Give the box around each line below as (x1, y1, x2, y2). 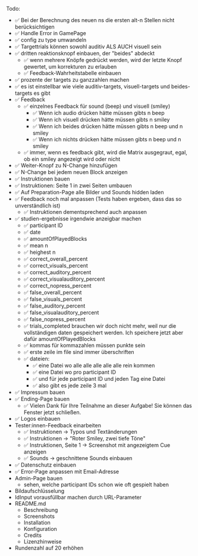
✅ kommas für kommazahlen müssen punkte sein (23, 342, 146, 349)
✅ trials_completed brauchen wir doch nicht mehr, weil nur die (23, 322, 177, 330)
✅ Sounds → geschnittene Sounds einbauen (23, 455, 133, 461)
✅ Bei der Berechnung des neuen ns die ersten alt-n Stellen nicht (14, 17, 175, 23)
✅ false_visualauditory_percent (23, 309, 99, 316)
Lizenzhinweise (23, 538, 62, 545)
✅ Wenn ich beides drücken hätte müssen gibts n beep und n (32, 123, 183, 130)
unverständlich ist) (14, 202, 61, 209)
